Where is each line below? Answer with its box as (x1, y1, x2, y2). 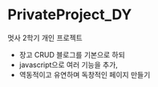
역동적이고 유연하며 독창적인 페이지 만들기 (18, 69, 151, 79)
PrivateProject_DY (7, 6, 132, 24)
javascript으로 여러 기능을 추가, (18, 60, 118, 69)
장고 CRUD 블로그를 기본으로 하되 (18, 49, 125, 59)
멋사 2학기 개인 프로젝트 (7, 33, 83, 42)
